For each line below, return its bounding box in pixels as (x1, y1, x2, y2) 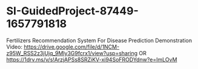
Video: (6, 43, 23, 50)
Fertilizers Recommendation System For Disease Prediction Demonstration (6, 37, 193, 44)
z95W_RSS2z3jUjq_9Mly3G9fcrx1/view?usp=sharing (6, 49, 138, 56)
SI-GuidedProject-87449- (6, 4, 139, 18)
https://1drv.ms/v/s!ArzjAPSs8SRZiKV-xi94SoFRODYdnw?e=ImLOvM (6, 56, 177, 63)
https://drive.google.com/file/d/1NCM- (24, 43, 120, 50)
